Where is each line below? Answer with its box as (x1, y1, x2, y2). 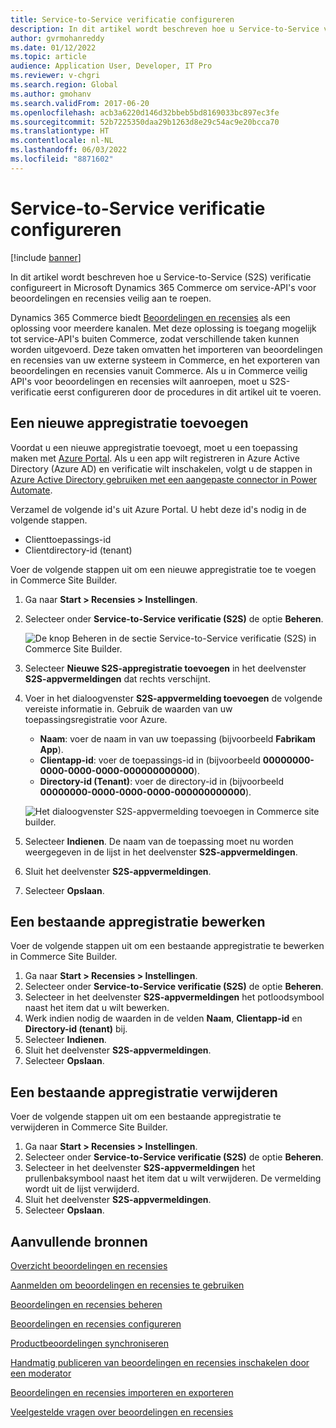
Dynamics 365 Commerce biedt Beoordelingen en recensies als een (10, 311, 291, 323)
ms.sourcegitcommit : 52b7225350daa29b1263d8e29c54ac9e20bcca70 (10, 117, 280, 127)
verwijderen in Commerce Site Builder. (10, 1121, 168, 1133)
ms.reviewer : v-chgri (10, 71, 101, 81)
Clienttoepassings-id (24, 533, 112, 545)
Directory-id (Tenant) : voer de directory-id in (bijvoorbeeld (39, 775, 285, 787)
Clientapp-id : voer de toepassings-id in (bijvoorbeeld (39, 754, 261, 766)
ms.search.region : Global (10, 80, 118, 90)
